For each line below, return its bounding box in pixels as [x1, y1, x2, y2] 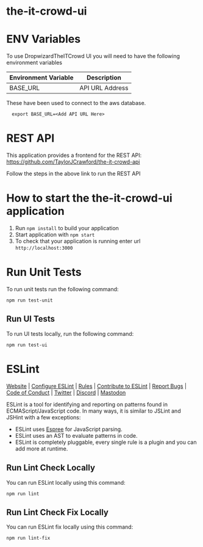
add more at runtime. [15, 444, 68, 452]
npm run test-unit [6, 297, 53, 303]
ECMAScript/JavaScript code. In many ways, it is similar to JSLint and [6, 407, 181, 415]
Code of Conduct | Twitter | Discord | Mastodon [6, 389, 126, 396]
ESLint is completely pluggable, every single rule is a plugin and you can [15, 438, 197, 446]
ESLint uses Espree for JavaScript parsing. [15, 426, 123, 433]
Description [86, 73, 122, 82]
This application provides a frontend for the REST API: [6, 151, 142, 159]
